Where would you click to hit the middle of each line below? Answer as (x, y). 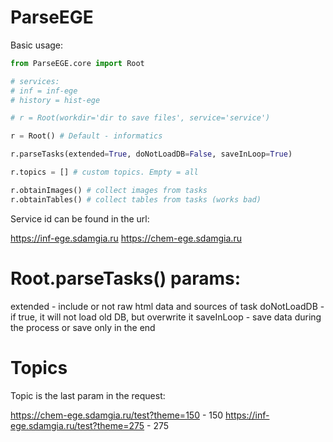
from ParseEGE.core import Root (77, 63)
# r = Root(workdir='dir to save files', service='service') (140, 118)
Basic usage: (37, 45)
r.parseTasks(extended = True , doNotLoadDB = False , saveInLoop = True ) (151, 154)
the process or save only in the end (83, 327)
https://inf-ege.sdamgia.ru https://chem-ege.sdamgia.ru (126, 238)
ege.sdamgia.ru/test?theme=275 (77, 425)
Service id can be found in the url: (80, 218)
